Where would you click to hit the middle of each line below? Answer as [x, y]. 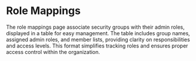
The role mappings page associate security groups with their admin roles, [95, 27]
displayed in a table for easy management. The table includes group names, [98, 33]
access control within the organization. [53, 52]
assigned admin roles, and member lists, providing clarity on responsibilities [98, 39]
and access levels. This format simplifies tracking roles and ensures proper [97, 46]
